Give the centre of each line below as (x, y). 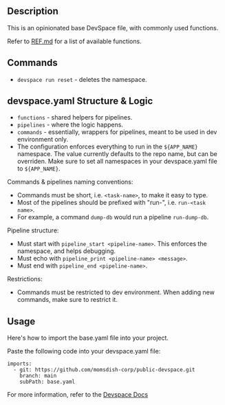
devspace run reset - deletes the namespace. (82, 79)
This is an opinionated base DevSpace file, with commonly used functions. (113, 28)
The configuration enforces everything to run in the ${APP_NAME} (107, 146)
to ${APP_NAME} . (39, 168)
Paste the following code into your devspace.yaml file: (84, 351)
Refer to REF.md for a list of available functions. (75, 41)
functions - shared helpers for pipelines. (75, 118)
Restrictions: (25, 279)
